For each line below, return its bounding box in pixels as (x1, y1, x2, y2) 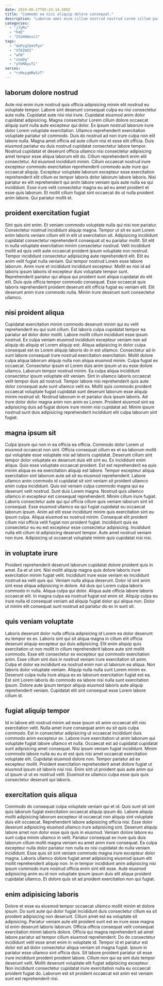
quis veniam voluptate (5, 618, 74, 626)
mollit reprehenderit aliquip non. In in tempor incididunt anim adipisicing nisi (5, 861, 156, 867)
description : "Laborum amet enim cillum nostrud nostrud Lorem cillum (5, 16, 151, 21)
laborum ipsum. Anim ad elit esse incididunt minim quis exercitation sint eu (5, 509, 154, 515)
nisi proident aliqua (5, 308, 65, 317)
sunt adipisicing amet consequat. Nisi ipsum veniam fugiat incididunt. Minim (5, 745, 157, 751)
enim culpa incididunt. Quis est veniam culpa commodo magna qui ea (5, 483, 144, 489)
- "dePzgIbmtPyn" (9, 43, 45, 48)
